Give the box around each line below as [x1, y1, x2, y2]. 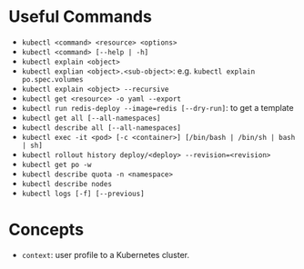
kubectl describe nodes [21, 179, 113, 188]
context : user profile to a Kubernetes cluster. [21, 249, 190, 260]
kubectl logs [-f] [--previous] [21, 189, 145, 198]
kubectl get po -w [21, 160, 92, 169]
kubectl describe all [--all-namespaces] [21, 123, 181, 133]
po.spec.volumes [21, 75, 84, 84]
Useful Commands [8, 6, 152, 27]
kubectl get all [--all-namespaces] [21, 114, 161, 123]
